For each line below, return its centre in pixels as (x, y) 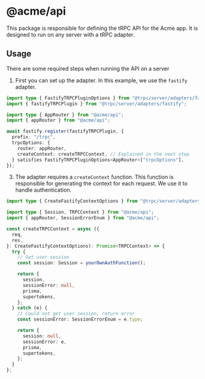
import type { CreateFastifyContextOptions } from (72, 201)
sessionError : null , (49, 285)
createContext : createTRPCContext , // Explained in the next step (103, 154)
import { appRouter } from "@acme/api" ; (59, 120)
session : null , (42, 336)
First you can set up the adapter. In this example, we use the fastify (101, 80)
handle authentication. (43, 190)
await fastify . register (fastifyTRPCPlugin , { (65, 132)
